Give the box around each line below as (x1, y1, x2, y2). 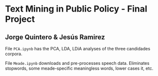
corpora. (5, 51, 23, 57)
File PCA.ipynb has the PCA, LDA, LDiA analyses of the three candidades (5, 46, 151, 51)
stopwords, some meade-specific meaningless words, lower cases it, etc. (5, 65, 154, 71)
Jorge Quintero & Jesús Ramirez (5, 33, 105, 41)
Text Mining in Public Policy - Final (5, 3, 148, 15)
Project (5, 14, 35, 25)
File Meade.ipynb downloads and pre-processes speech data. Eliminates (5, 61, 150, 66)
